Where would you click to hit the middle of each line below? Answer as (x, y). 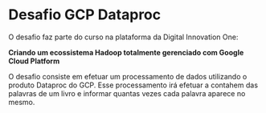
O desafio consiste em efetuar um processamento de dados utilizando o (128, 76)
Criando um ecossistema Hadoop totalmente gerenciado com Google (126, 52)
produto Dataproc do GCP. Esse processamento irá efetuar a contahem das (133, 85)
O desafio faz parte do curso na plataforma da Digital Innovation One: (123, 37)
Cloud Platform (34, 61)
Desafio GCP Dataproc (85, 15)
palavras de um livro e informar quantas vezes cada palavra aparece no (127, 93)
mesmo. (22, 102)
